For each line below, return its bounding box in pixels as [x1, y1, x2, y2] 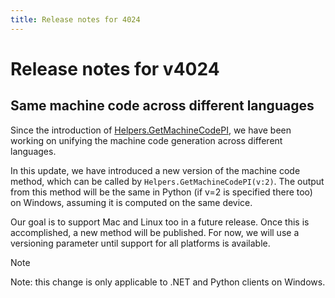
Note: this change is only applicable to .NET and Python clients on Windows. [10, 276, 326, 288]
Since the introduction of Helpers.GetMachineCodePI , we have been [10, 124, 292, 136]
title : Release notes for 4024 [10, 14, 141, 25]
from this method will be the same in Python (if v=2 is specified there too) [10, 186, 313, 198]
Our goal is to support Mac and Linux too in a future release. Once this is [10, 216, 310, 228]
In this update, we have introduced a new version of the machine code [10, 164, 301, 176]
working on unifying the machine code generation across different [10, 134, 283, 146]
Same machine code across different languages [10, 97, 315, 115]
